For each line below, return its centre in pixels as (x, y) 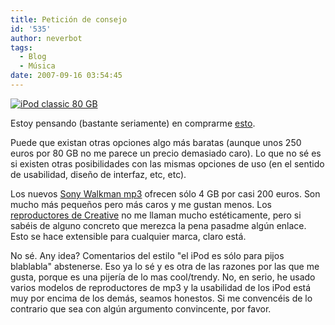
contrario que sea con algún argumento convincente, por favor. (141, 308)
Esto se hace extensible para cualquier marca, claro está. (128, 236)
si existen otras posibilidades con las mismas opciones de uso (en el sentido (167, 163)
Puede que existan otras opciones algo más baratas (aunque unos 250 (156, 142)
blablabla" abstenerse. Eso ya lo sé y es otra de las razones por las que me (165, 266)
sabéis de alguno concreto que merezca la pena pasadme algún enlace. (158, 225)
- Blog (33, 57)
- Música (37, 66)
